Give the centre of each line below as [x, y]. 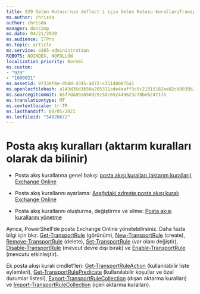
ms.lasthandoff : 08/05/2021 [41, 111]
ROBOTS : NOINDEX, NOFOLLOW [40, 56]
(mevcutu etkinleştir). [32, 254]
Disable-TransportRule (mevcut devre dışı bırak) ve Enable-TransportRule [96, 248]
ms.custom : [20, 67]
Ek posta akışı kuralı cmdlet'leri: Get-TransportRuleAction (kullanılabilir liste [98, 266]
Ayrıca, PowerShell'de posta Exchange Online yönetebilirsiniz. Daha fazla [96, 229]
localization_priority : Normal [45, 61]
